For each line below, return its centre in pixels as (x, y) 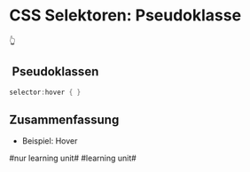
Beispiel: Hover (50, 141)
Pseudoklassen (55, 72)
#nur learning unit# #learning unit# (73, 158)
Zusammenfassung (64, 120)
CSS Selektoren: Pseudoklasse (125, 16)
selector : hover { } (45, 92)
